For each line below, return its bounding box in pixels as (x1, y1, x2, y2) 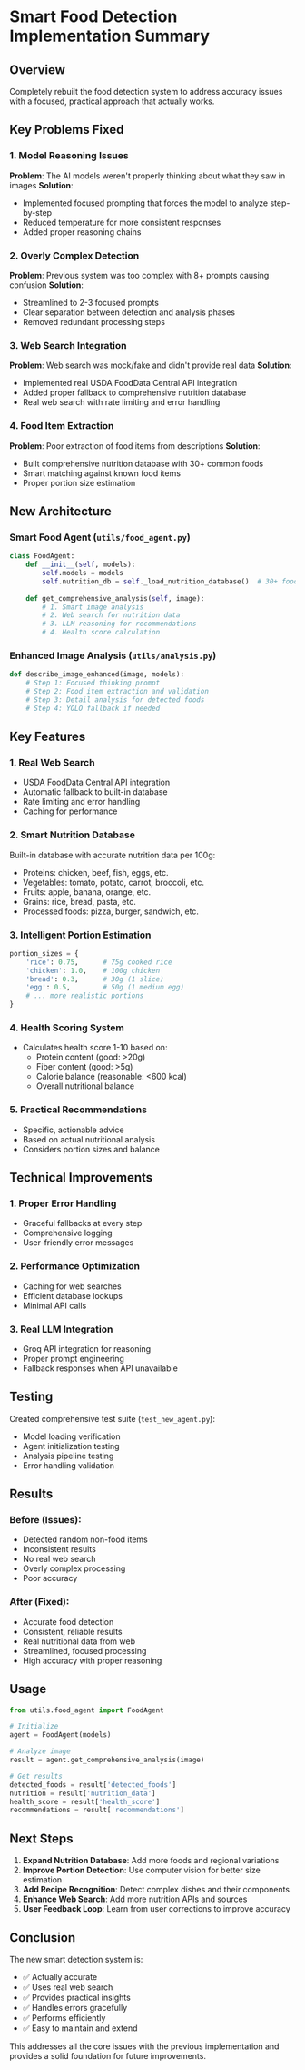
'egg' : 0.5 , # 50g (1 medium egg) (25, 983, 184, 992)
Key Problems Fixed (9, 122, 124, 137)
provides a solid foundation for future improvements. (9, 2050, 207, 2061)
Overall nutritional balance (35, 1081, 134, 1091)
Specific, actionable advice (22, 1124, 124, 1135)
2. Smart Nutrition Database (9, 828, 136, 841)
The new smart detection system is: (9, 1953, 143, 1964)
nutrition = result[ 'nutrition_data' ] (9, 1789, 156, 1798)
